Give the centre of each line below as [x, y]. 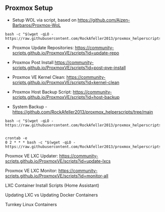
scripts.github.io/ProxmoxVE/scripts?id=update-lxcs [58, 161]
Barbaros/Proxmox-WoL [37, 25]
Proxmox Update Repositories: [43, 47]
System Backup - [30, 106]
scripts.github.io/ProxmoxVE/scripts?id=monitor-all [57, 176]
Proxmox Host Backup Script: [42, 92]
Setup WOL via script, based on [44, 20]
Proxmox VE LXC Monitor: [31, 170]
